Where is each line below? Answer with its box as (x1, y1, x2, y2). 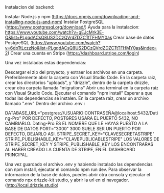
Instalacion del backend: (5, 4, 55, 10)
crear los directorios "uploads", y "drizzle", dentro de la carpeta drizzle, (5, 80, 149, 85)
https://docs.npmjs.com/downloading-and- (53, 14, 141, 19)
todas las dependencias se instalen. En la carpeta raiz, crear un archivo (5, 95, 149, 101)
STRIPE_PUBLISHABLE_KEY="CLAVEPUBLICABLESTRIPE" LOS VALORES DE (5, 136, 160, 142)
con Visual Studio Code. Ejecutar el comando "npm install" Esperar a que (5, 90, 153, 96)
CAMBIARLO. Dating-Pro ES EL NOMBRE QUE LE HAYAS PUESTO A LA (5, 120, 148, 126)
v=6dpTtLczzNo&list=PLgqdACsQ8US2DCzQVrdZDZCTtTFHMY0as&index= (5, 45, 157, 51)
